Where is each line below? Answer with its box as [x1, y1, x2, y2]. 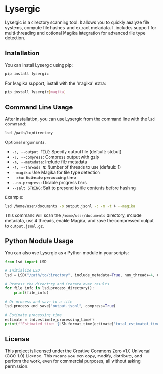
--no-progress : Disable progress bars [12, 180, 87, 186]
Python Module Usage [5, 237, 74, 245]
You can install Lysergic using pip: [5, 62, 73, 68]
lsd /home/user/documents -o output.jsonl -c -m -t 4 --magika [5, 204, 136, 209]
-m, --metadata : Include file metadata [12, 159, 87, 165]
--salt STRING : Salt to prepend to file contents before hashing [12, 185, 136, 191]
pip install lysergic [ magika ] [5, 89, 66, 94]
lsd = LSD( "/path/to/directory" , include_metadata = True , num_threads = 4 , [5, 272, 155, 278]
